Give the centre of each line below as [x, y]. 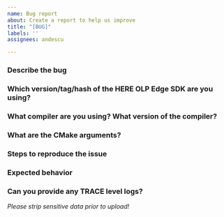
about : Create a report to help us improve [72, 20]
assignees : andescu [36, 40]
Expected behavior [40, 172]
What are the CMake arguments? [64, 135]
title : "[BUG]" [29, 27]
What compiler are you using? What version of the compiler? [112, 116]
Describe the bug [37, 70]
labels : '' [23, 33]
